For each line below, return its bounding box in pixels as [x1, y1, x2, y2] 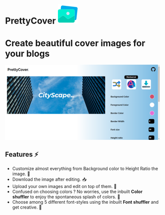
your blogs [5, 48, 50, 59]
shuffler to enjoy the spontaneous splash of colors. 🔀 [12, 194, 120, 200]
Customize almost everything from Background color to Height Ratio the [12, 166, 158, 172]
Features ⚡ [5, 150, 39, 159]
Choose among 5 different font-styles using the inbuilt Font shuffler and [12, 199, 159, 205]
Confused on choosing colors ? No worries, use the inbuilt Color [12, 188, 143, 195]
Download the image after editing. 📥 [12, 176, 87, 183]
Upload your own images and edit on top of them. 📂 [12, 184, 117, 189]
